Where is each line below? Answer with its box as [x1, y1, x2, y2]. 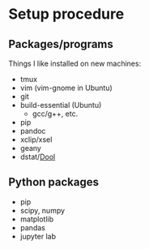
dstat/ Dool [19, 152, 56, 161]
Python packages [8, 175, 100, 189]
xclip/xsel [19, 135, 53, 144]
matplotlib [19, 214, 54, 224]
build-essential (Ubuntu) [19, 101, 102, 109]
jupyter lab [19, 231, 57, 241]
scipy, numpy [19, 205, 66, 215]
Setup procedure [8, 5, 125, 24]
